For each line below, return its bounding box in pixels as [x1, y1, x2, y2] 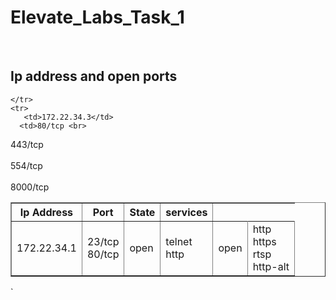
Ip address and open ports [10, 68, 178, 85]
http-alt [252, 259, 290, 273]
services [165, 205, 208, 219]
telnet [165, 234, 193, 248]
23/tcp [86, 234, 120, 248]
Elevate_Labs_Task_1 [10, 6, 185, 29]
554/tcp [10, 159, 43, 171]
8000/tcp [10, 181, 50, 193]
